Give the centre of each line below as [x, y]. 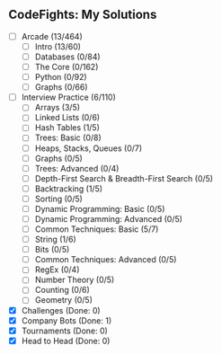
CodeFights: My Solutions [83, 15]
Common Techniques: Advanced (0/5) [106, 260]
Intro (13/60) [58, 46]
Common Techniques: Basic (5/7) [97, 229]
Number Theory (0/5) [75, 280]
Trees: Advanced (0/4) [77, 168]
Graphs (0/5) [58, 158]
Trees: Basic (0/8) [68, 137]
